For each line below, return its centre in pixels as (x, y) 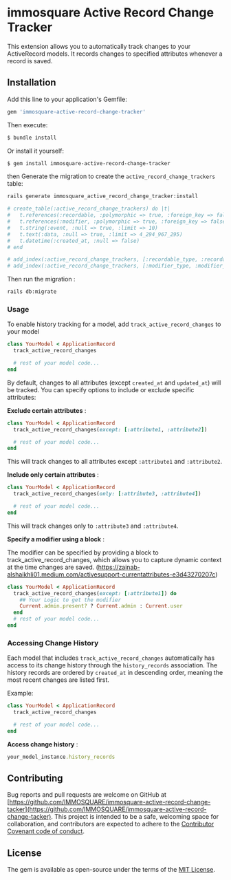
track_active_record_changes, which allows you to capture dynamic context (114, 559)
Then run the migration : (41, 279)
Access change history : (43, 744)
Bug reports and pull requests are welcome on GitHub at (87, 795)
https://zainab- (119, 567)
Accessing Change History (53, 643)
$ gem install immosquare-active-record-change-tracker (89, 163)
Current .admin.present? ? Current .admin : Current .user (101, 606)
